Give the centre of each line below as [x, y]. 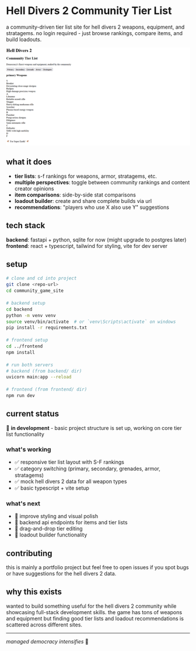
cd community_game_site [35, 291]
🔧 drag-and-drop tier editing [48, 529]
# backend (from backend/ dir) [44, 371]
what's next [23, 503]
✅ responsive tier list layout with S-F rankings [69, 462]
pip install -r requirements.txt [47, 328]
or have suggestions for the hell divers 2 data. [61, 574]
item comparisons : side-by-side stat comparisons [75, 195]
